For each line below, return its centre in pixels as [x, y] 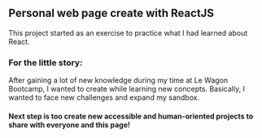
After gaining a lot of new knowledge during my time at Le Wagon [118, 80]
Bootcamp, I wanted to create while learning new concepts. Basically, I [127, 89]
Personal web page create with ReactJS [111, 13]
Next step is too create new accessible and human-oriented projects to [131, 116]
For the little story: [46, 63]
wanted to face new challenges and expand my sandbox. [104, 97]
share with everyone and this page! [70, 124]
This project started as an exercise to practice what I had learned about [128, 32]
